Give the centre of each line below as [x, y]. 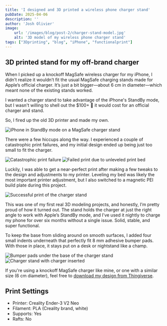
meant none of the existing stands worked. [49, 90]
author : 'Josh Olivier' [30, 24]
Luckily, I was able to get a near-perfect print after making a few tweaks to [82, 169]
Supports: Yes [27, 314]
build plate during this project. [36, 185]
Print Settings [27, 291]
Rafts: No [22, 319]
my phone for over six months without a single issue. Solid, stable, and [78, 220]
